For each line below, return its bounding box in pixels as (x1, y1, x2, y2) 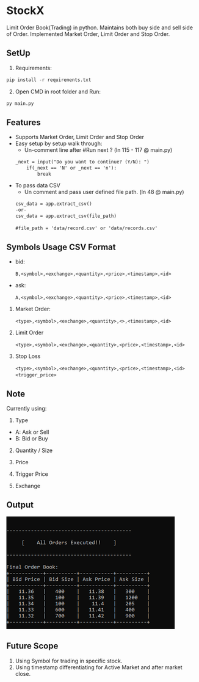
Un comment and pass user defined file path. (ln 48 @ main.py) (24, 188, 184, 196)
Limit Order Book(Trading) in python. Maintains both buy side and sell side (6, 24, 194, 31)
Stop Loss (15, 353, 41, 360)
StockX (6, 4, 45, 18)
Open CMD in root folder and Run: (15, 88, 101, 95)
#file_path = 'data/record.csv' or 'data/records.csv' (15, 225, 158, 232)
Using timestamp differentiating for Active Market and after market (15, 663, 183, 671)
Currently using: (6, 404, 47, 412)
